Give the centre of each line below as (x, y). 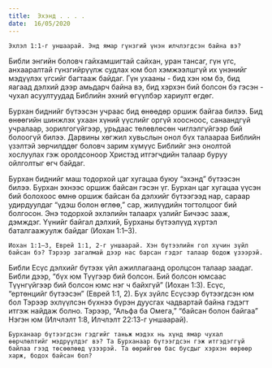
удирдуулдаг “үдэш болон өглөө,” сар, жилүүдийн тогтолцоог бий (123, 205)
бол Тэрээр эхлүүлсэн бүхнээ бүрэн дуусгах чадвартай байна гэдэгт (129, 302)
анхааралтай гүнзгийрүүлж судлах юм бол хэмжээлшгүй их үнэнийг (128, 69)
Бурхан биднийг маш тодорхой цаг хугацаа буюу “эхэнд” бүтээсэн (124, 179)
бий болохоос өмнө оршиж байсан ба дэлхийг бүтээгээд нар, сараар (129, 196)
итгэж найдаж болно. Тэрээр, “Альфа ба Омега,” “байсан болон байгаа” (133, 310)
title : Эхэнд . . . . (47, 16)
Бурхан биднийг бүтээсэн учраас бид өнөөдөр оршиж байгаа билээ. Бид (136, 111)
